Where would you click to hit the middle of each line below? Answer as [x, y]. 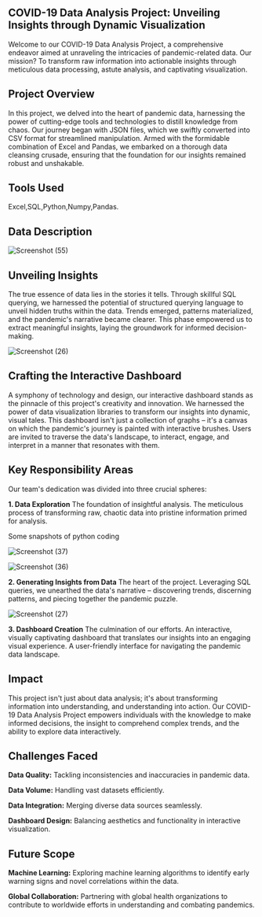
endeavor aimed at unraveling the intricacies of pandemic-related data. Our [130, 52]
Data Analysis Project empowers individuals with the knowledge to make [134, 715]
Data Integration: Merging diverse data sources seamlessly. [105, 805]
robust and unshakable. [46, 163]
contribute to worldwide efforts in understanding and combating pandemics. [131, 905]
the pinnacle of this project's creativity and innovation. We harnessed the [126, 403]
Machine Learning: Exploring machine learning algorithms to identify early [129, 873]
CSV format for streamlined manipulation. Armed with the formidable [119, 138]
